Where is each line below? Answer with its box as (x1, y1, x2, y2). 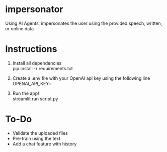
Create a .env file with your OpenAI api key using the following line (12, 75, 150, 81)
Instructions (5, 43, 57, 55)
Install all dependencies (12, 60, 62, 66)
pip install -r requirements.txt (12, 65, 73, 71)
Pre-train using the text (12, 135, 61, 141)
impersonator (5, 4, 63, 15)
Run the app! (12, 90, 39, 96)
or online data (5, 25, 34, 31)
